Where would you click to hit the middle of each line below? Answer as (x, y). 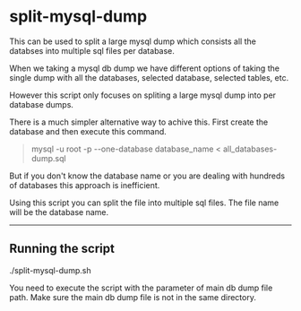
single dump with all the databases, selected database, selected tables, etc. (149, 77)
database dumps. (42, 104)
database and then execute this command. (88, 131)
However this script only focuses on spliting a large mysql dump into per (142, 95)
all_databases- (250, 149)
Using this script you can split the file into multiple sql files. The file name (144, 203)
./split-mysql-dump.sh (50, 270)
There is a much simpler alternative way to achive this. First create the (139, 122)
